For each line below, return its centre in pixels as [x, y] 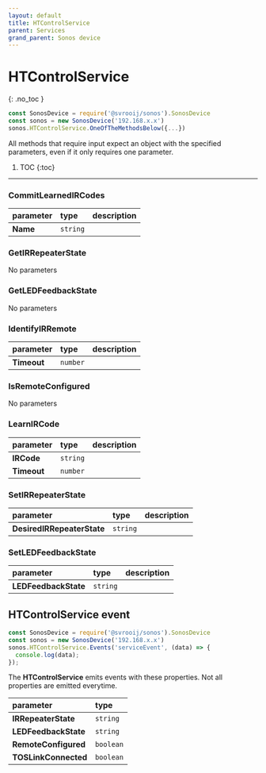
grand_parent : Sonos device [55, 38]
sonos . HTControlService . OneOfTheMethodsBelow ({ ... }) [97, 128]
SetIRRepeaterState [47, 494]
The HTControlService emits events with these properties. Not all [116, 677]
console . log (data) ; [47, 655]
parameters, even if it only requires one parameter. [91, 152]
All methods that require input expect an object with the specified [115, 143]
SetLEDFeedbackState [52, 552]
